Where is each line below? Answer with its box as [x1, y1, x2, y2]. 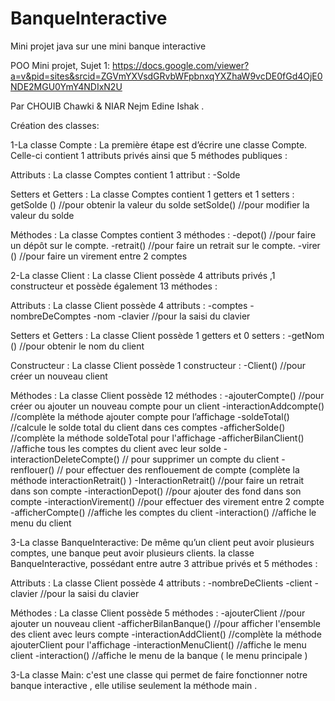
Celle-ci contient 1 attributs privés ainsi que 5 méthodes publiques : [10, 149, 288, 161]
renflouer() [10, 463, 55, 476]
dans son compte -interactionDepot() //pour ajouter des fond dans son [10, 485, 302, 497]
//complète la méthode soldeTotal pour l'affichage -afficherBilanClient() [10, 432, 305, 444]
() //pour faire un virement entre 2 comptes [10, 250, 188, 262]
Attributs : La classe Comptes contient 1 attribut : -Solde [10, 168, 241, 181]
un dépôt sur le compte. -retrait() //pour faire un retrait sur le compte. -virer [10, 239, 321, 251]
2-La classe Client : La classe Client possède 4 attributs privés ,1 [10, 269, 276, 281]
